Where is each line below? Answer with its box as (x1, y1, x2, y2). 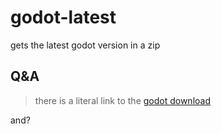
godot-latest (10, 6, 117, 29)
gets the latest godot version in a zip (10, 39, 161, 51)
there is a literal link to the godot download (34, 94, 211, 106)
